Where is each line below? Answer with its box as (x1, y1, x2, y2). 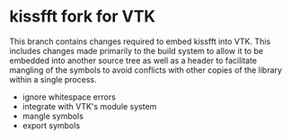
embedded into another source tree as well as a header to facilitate (9, 55, 258, 66)
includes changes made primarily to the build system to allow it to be (9, 45, 263, 56)
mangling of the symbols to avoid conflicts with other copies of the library (9, 65, 283, 75)
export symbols (22, 119, 81, 131)
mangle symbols (22, 110, 84, 121)
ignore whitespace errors (22, 92, 117, 102)
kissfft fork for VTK (9, 6, 155, 27)
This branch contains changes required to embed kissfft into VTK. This (9, 36, 271, 47)
